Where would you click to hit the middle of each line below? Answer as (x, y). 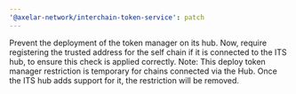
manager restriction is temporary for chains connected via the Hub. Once (143, 71)
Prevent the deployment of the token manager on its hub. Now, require (138, 43)
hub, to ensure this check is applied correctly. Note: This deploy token (138, 61)
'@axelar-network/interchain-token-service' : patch (107, 17)
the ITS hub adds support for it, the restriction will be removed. (124, 80)
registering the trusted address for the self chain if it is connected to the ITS (148, 52)
